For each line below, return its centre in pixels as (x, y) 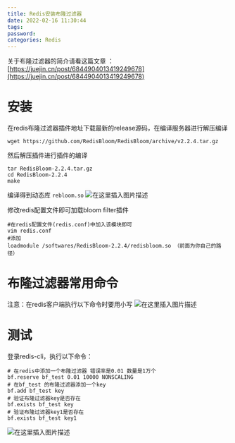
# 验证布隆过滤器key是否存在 (44, 398)
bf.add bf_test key (36, 391)
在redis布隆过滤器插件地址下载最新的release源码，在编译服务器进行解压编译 (118, 128)
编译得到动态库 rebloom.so (46, 195)
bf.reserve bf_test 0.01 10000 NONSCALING (70, 377)
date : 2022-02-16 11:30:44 (47, 20)
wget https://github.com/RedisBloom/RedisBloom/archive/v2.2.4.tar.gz (113, 142)
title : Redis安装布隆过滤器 (45, 14)
